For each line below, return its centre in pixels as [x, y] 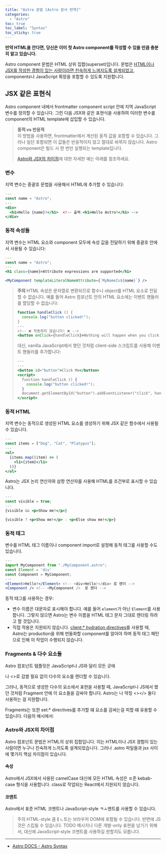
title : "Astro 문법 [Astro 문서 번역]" [43, 10]
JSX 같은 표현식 [28, 94]
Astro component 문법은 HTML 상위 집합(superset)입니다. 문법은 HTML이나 [80, 64]
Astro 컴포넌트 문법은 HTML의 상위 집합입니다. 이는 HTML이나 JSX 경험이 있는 [82, 741]
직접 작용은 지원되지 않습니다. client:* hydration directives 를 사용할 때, [81, 627]
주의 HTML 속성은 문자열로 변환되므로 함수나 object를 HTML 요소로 [83, 291]
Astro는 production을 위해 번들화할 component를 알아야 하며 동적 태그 [81, 634]
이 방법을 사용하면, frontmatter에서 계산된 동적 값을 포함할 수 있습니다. [85, 136]
